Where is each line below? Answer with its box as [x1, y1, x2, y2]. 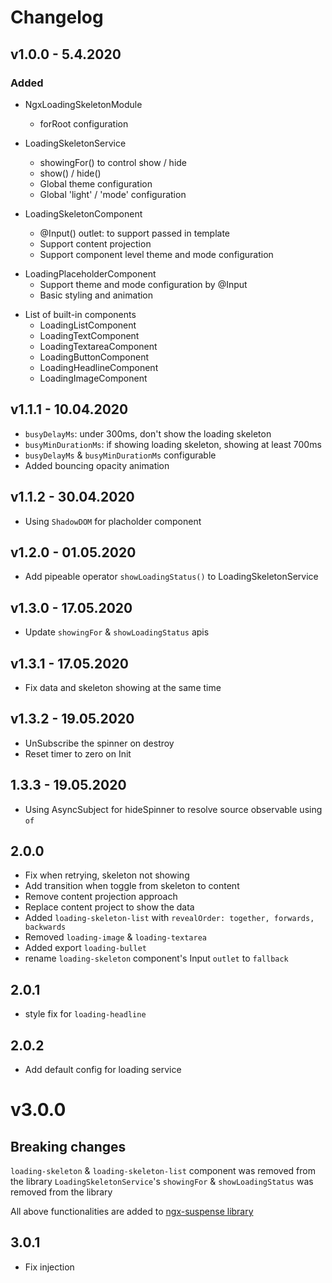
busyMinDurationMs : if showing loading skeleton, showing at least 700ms [24, 438, 322, 450]
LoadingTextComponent [39, 329, 140, 341]
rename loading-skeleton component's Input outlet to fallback [24, 952, 289, 965]
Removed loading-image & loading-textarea [24, 931, 207, 943]
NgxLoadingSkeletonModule [24, 98, 143, 110]
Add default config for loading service [24, 1064, 182, 1075]
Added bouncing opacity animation [24, 459, 170, 471]
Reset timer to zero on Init [24, 747, 132, 760]
